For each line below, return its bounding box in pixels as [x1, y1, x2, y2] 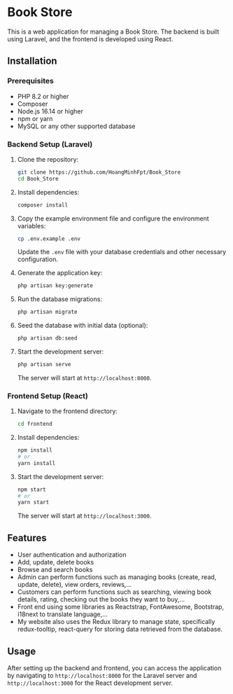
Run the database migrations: [17, 295, 103, 303]
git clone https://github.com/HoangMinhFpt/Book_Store [17, 169, 181, 176]
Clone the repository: [17, 155, 79, 163]
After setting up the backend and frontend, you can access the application [7, 663, 222, 672]
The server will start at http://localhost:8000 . [17, 373, 152, 382]
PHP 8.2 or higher [17, 92, 69, 100]
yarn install [17, 459, 56, 466]
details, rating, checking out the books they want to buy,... [17, 595, 185, 604]
